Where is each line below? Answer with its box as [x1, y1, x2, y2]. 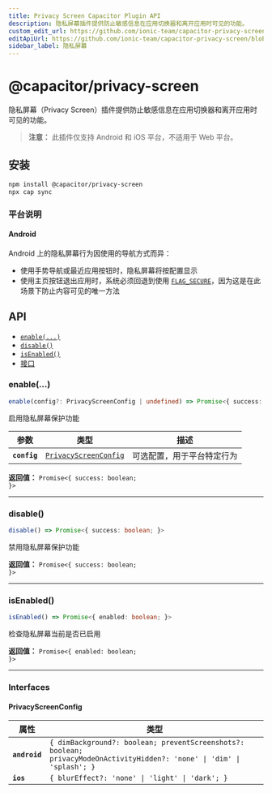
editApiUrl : [8, 34, 49, 43]
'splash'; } [49, 762, 96, 772]
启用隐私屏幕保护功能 [8, 413, 79, 423]
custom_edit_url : [8, 27, 67, 35]
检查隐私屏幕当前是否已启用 [8, 629, 101, 639]
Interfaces [8, 682, 50, 692]
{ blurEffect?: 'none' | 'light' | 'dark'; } [49, 774, 228, 783]
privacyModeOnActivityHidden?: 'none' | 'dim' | [49, 754, 240, 764]
